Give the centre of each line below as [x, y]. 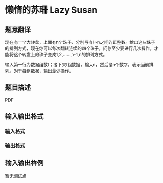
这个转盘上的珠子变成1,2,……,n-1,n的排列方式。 [60, 54]
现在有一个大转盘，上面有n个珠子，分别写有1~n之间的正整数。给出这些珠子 [80, 42]
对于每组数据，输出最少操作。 [43, 71]
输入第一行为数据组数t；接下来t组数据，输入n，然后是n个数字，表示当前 [77, 65]
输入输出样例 [24, 163]
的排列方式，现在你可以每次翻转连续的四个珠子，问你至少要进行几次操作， [80, 48]
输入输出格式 [24, 116]
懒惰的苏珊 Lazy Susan [51, 10]
